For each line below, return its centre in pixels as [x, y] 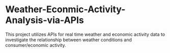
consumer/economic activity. [36, 45]
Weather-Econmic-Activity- [65, 9]
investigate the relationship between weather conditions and [69, 40]
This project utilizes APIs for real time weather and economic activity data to [85, 34]
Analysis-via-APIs [45, 20]
